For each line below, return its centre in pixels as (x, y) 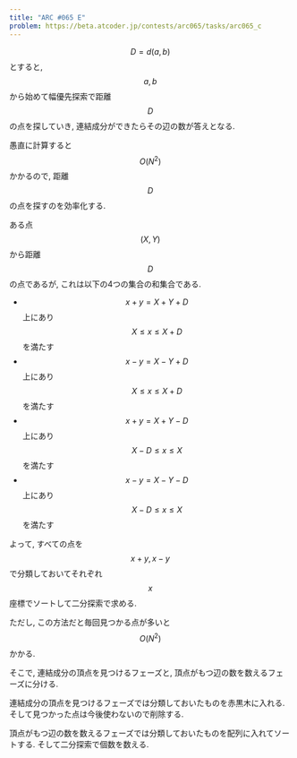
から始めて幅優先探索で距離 (60, 96)
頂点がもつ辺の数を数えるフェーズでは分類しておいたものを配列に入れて (142, 733)
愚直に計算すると (41, 145)
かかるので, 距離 (39, 177)
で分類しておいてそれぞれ (56, 573)
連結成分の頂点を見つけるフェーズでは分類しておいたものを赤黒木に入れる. (147, 702)
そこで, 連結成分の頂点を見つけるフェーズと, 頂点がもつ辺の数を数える (139, 672)
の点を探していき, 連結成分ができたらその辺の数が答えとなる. (122, 125)
